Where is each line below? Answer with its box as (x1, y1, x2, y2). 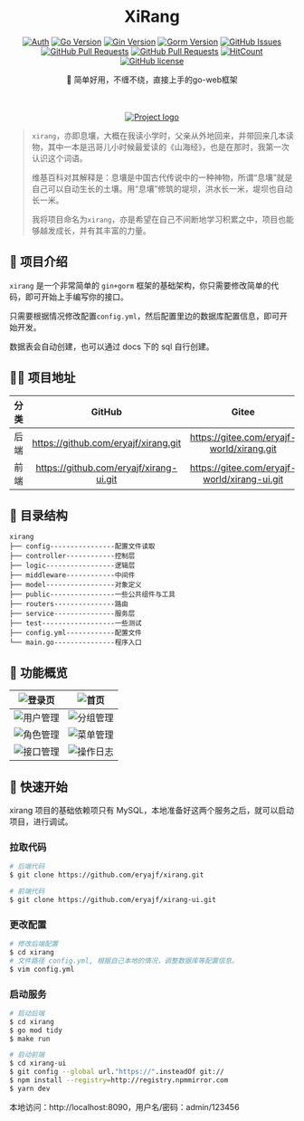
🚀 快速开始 (9, 779, 68, 794)
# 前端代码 (9, 887, 45, 897)
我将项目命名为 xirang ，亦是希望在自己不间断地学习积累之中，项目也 (31, 214, 287, 224)
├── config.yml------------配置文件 (9, 629, 142, 638)
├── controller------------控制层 (9, 552, 136, 561)
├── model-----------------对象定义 (9, 581, 142, 590)
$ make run (9, 1034, 51, 1043)
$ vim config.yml (9, 964, 75, 974)
